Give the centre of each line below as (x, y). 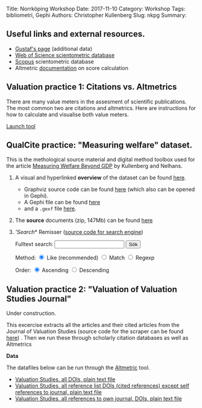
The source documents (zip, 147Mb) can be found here (84, 221)
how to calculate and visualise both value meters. (68, 114)
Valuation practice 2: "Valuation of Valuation (92, 289)
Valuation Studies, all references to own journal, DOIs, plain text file (98, 399)
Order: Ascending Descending (62, 270)
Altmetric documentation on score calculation (71, 68)
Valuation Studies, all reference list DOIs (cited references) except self (102, 386)
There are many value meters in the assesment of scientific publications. (96, 102)
